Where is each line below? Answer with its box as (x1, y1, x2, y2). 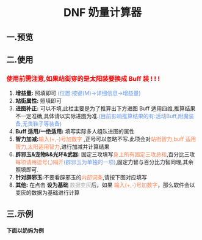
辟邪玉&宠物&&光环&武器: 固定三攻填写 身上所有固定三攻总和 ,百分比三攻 (15, 151, 195, 158)
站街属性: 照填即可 (15, 97, 62, 105)
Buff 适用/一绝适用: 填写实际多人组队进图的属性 (15, 128, 135, 135)
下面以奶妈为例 (6, 227, 44, 234)
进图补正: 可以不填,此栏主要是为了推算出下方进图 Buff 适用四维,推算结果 (15, 105, 196, 112)
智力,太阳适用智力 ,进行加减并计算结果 (15, 143, 110, 151)
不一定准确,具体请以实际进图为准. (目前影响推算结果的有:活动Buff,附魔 (15, 113, 189, 120)
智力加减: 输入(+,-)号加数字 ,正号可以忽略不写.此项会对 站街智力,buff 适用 (15, 135, 197, 143)
